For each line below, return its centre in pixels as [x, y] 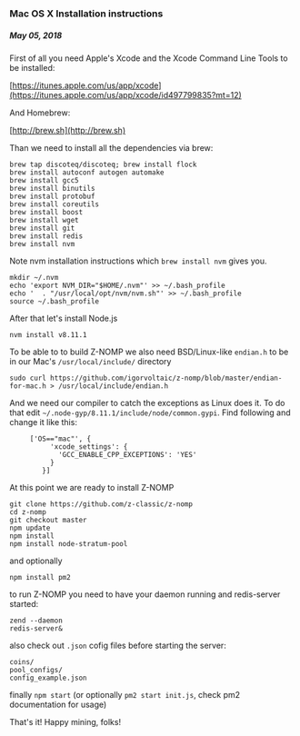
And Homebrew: [40, 113]
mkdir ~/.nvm [34, 277]
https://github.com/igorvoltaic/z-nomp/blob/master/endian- [166, 378]
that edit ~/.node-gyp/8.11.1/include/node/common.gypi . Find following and [150, 413]
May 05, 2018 [36, 35]
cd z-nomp [28, 512]
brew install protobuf [52, 196]
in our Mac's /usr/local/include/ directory [90, 361]
